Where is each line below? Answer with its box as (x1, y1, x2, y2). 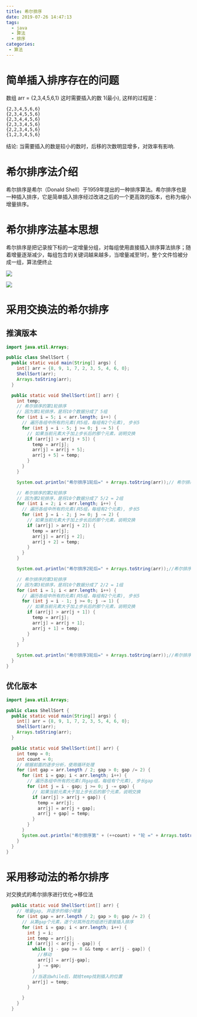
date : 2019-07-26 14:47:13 (6, 14, 72, 20)
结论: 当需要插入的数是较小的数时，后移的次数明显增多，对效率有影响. (6, 142, 175, 149)
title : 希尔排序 (6, 8, 42, 15)
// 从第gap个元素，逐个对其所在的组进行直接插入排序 (21, 919, 134, 925)
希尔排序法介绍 (6, 165, 79, 179)
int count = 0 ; (16, 756, 54, 762)
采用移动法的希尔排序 (6, 870, 110, 884)
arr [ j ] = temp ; (32, 979, 69, 985)
